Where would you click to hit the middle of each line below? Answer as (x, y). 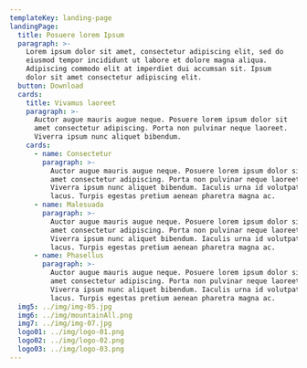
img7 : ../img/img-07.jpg (65, 324)
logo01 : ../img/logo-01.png (71, 332)
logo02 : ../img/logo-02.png (71, 341)
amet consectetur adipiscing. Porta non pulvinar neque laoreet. (160, 129)
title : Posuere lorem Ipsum (71, 35)
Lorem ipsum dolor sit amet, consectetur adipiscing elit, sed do (155, 52)
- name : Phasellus (69, 256)
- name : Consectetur (73, 153)
